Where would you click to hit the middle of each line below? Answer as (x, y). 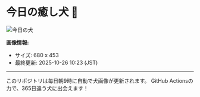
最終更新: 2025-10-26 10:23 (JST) (56, 62)
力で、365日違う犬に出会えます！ (48, 88)
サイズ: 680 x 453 (37, 55)
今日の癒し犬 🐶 (42, 12)
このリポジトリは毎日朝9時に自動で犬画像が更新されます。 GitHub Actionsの (100, 80)
